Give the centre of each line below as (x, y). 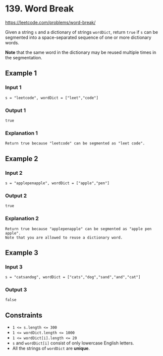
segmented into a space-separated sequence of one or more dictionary (78, 37)
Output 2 (16, 196)
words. (12, 42)
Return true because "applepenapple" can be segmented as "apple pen (79, 229)
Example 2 (22, 159)
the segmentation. (24, 57)
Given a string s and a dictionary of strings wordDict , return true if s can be (82, 32)
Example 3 (22, 253)
